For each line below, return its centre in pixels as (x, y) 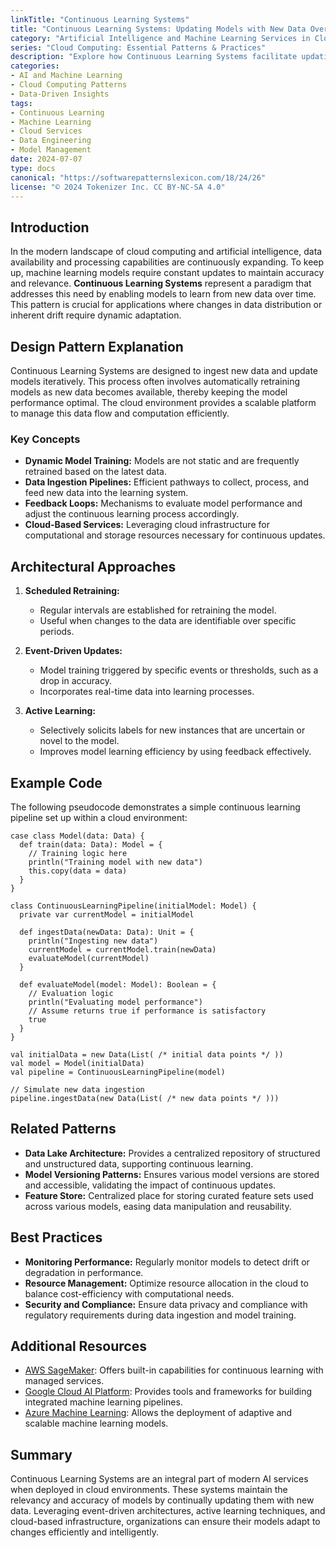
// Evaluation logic (71, 993)
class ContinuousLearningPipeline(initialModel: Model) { (133, 906)
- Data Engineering (51, 141)
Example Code (56, 782)
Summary (41, 1454)
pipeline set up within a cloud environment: (99, 817)
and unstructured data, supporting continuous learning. (139, 1163)
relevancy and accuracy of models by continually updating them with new (162, 1500)
